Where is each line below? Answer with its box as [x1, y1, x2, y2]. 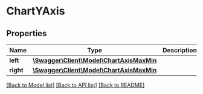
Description [162, 46, 198, 54]
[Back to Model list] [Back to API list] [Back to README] [6, 81, 145, 89]
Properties [6, 28, 47, 39]
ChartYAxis [6, 4, 65, 18]
